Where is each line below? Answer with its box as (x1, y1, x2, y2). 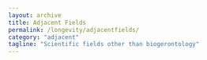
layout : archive (8, 11, 62, 19)
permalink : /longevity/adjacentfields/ (8, 26, 140, 34)
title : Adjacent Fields (8, 19, 87, 26)
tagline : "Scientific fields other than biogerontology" (8, 41, 200, 48)
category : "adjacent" (8, 33, 80, 41)
